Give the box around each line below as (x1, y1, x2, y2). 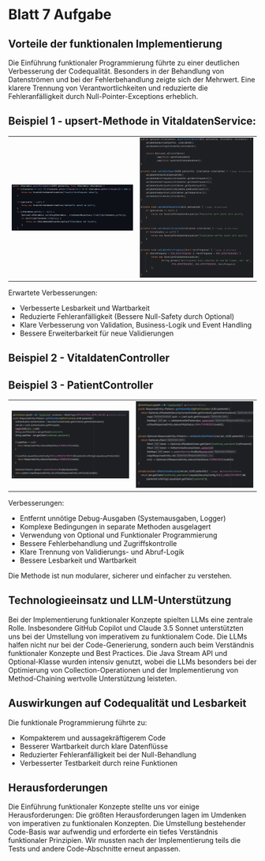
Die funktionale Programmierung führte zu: (8, 718, 147, 727)
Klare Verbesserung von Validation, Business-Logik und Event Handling (19, 320, 252, 329)
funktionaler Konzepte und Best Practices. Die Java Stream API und (8, 648, 228, 658)
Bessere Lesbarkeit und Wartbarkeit (19, 556, 136, 565)
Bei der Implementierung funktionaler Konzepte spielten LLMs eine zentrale (8, 615, 253, 624)
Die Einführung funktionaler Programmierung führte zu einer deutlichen (8, 58, 240, 67)
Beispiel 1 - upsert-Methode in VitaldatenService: (8, 115, 256, 128)
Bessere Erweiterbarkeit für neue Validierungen (19, 328, 174, 338)
